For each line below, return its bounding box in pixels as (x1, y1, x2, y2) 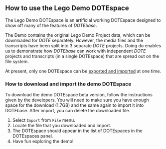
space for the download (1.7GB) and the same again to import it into (5, 102, 144, 108)
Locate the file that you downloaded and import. (12, 123, 111, 129)
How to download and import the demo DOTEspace (5, 80, 132, 87)
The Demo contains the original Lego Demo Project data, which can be (5, 32, 151, 38)
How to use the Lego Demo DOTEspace (5, 4, 129, 12)
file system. (5, 58, 29, 64)
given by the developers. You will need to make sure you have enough (5, 97, 150, 103)
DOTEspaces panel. (12, 133, 53, 139)
